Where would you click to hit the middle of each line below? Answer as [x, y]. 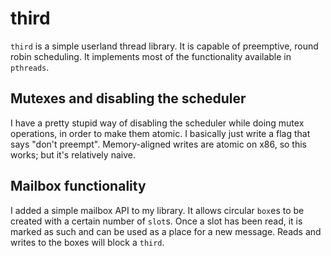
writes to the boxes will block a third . [87, 242]
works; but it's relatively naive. [73, 154]
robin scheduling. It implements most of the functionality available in [151, 56]
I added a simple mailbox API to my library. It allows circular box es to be [157, 210]
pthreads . [30, 67]
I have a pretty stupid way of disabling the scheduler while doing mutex [157, 123]
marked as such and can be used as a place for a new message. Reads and [166, 231]
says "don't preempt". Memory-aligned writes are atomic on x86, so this [159, 144]
